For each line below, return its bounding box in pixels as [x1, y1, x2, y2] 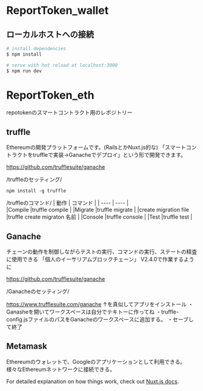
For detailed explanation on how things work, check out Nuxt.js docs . [6, 378, 179, 385]
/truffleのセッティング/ [6, 176, 62, 183]
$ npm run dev [6, 68, 42, 74]
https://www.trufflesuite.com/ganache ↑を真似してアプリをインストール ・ [6, 301, 194, 308]
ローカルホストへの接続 [6, 29, 94, 39]
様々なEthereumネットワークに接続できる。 [6, 366, 115, 373]
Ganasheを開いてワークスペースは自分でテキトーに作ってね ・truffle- [6, 308, 179, 315]
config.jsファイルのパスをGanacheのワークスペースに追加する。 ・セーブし [6, 316, 194, 323]
